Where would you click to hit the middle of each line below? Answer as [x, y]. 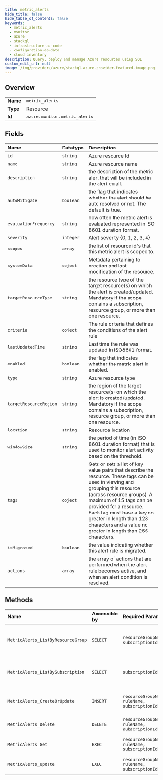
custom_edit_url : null [28, 64]
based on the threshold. [115, 456]
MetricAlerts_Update [31, 764]
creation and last [108, 266]
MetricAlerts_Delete [31, 724]
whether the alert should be [120, 198]
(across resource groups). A [121, 494]
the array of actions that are [120, 559]
